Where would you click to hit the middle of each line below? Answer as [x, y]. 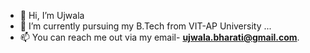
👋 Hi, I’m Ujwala [52, 15]
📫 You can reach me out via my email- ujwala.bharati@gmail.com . [159, 37]
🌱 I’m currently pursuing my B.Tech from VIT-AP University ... [145, 26]
